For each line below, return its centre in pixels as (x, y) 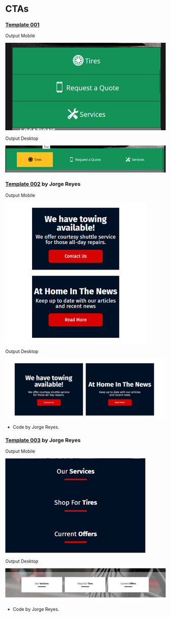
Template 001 (22, 25)
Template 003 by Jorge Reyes (43, 440)
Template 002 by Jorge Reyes (43, 184)
